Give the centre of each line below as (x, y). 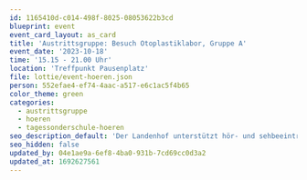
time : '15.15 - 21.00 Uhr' (61, 60)
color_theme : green (47, 94)
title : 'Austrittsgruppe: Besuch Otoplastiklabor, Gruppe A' (128, 43)
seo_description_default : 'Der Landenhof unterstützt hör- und (132, 136)
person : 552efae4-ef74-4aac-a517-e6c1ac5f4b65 (100, 85)
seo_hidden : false (44, 145)
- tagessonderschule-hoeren (71, 128)
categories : (32, 102)
